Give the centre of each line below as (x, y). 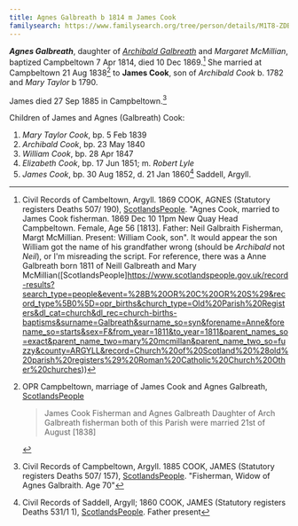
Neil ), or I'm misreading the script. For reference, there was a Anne (144, 256)
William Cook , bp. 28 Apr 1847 (78, 154)
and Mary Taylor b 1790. (54, 82)
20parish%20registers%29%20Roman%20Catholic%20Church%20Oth (153, 360)
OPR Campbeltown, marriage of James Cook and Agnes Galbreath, (145, 387)
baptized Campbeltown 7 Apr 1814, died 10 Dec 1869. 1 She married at (135, 61)
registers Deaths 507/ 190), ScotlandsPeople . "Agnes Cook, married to (151, 209)
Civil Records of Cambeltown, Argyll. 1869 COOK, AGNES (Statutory (146, 200)
